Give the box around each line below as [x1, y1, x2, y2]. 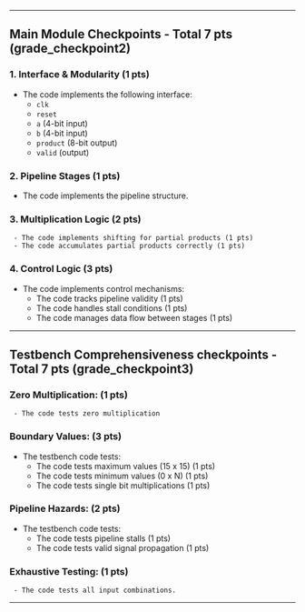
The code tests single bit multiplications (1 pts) [35, 479, 211, 491]
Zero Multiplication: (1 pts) [9, 388, 129, 401]
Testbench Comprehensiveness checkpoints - [9, 346, 278, 362]
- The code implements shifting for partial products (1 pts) [13, 234, 254, 243]
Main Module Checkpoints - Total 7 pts [9, 26, 233, 42]
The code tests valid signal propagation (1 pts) [35, 542, 210, 553]
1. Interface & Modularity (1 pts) [9, 68, 150, 81]
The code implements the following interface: [22, 88, 192, 100]
